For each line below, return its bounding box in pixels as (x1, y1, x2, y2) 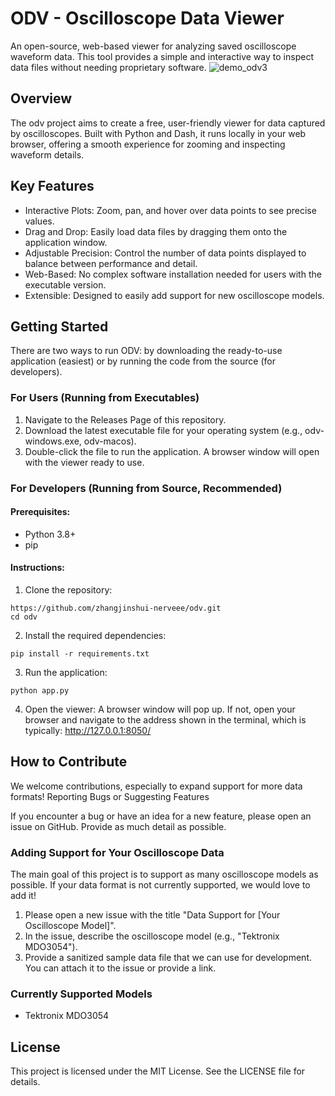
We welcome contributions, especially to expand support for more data (10, 780, 303, 792)
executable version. (24, 278, 107, 291)
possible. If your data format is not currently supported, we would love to (10, 879, 311, 891)
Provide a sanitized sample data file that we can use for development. (24, 952, 313, 964)
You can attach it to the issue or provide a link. (24, 962, 217, 974)
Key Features (10, 178, 95, 195)
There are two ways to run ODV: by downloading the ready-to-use (10, 345, 283, 357)
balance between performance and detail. (24, 257, 198, 269)
